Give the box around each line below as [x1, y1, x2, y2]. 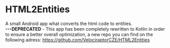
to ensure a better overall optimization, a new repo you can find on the [5, 31, 153, 37]
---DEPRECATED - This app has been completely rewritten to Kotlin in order [5, 26, 165, 32]
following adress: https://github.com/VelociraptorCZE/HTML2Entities [5, 37, 150, 43]
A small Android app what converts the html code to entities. [5, 20, 133, 27]
